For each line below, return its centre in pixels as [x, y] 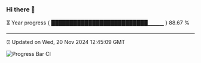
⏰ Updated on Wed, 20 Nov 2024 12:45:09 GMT [66, 42]
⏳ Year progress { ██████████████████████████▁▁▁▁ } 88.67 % [98, 23]
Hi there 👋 [21, 10]
